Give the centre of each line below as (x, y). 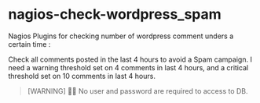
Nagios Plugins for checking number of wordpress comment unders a (121, 36)
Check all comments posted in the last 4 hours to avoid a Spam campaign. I (130, 59)
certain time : (29, 44)
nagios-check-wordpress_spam (115, 14)
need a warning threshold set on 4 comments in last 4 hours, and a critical (128, 67)
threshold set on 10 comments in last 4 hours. (82, 76)
